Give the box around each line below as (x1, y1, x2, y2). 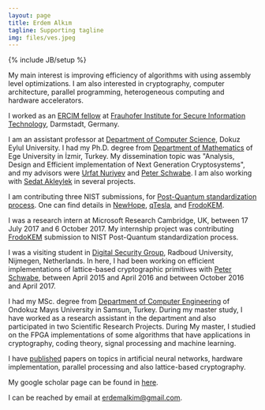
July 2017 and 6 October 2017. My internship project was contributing (8, 224, 234, 234)
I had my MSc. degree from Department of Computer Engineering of (8, 297, 230, 307)
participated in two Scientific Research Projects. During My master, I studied (8, 322, 256, 332)
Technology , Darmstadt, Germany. (8, 119, 120, 129)
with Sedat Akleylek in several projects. (8, 177, 136, 186)
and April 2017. (8, 281, 57, 291)
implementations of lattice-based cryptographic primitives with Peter (8, 265, 232, 274)
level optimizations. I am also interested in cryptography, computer (8, 79, 225, 88)
